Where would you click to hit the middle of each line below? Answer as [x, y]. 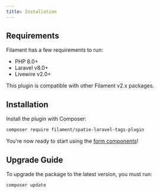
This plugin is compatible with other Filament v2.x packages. [80, 86]
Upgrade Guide [35, 160]
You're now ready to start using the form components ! [72, 141]
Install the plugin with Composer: [47, 119]
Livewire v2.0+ [33, 74]
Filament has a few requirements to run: [55, 50]
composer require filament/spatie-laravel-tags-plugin [75, 130]
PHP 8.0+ [26, 62]
